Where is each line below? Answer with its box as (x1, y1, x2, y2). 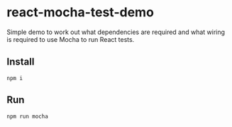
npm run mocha (6, 113, 49, 120)
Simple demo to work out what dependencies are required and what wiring (6, 28, 225, 36)
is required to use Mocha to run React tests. (6, 35, 135, 43)
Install (6, 56, 35, 68)
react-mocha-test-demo (6, 4, 154, 21)
